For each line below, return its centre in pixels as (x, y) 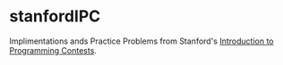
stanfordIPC (55, 16)
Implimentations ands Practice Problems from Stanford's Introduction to (142, 41)
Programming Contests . (53, 50)
